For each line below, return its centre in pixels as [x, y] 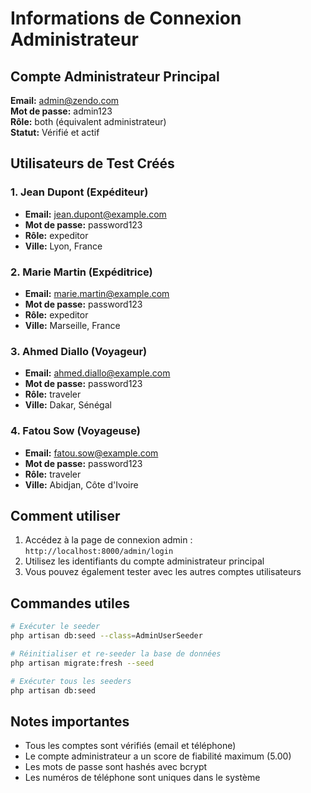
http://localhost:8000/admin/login [99, 552]
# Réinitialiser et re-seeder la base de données [116, 653]
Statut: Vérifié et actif [55, 132]
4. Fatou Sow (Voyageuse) [75, 431]
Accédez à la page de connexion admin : [108, 540]
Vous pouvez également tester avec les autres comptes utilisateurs [163, 572]
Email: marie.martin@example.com [97, 293]
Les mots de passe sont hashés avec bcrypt [116, 767]
